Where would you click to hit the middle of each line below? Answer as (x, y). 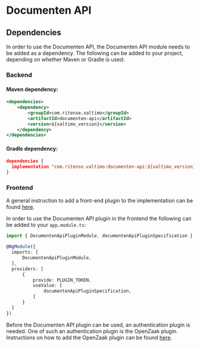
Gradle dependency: (32, 148)
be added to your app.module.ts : (46, 225)
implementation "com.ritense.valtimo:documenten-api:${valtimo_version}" (105, 167)
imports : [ (25, 252)
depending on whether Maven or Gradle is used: (65, 59)
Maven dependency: (32, 89)
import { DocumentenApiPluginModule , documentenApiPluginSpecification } (100, 236)
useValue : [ (47, 285)
